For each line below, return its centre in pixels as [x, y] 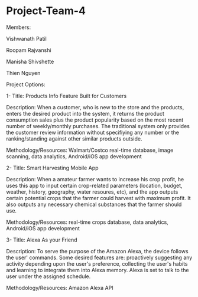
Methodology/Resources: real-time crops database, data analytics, [87, 222]
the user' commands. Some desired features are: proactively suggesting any [99, 257]
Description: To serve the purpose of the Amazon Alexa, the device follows [97, 251]
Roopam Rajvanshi [29, 50]
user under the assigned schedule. [48, 276]
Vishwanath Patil [27, 38]
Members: [19, 27]
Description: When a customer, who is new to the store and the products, [95, 107]
